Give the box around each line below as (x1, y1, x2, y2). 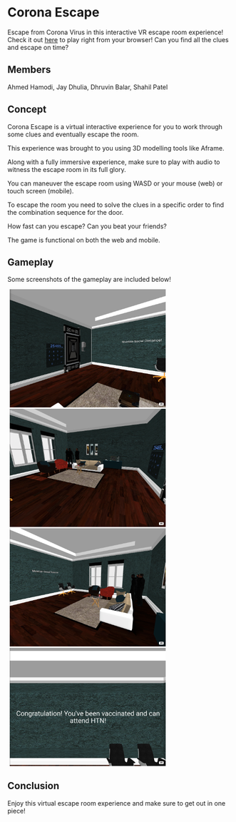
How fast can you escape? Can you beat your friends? (7, 222, 168, 230)
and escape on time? (7, 43, 69, 51)
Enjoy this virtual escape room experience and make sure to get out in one (7, 798, 226, 807)
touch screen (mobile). (7, 186, 74, 195)
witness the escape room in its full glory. (7, 165, 126, 173)
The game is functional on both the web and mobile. (7, 235, 160, 244)
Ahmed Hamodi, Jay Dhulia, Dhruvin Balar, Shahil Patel (7, 83, 168, 91)
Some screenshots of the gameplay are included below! (7, 275, 171, 284)
